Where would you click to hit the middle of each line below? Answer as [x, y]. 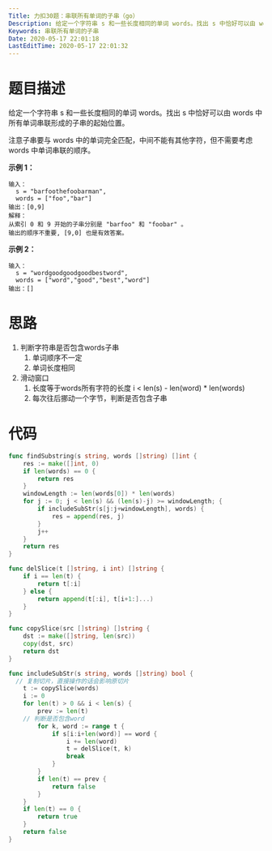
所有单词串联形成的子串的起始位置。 [69, 123]
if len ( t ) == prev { [72, 779]
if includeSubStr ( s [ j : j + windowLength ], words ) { [121, 509]
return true [58, 817]
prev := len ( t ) [63, 711]
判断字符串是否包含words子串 [70, 347]
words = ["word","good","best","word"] [83, 281]
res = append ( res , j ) [88, 516]
